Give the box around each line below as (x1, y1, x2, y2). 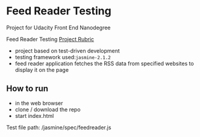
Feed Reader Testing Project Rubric (6, 35, 95, 42)
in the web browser (14, 99, 63, 106)
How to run (6, 84, 49, 94)
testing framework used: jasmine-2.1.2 (14, 53, 111, 60)
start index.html (14, 112, 54, 119)
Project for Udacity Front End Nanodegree (6, 24, 111, 31)
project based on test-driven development (14, 47, 120, 54)
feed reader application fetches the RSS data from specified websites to (14, 60, 194, 67)
